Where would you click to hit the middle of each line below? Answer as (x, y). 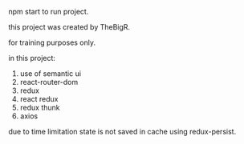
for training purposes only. (52, 42)
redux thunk (40, 108)
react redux (39, 99)
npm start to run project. (49, 12)
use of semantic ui (51, 74)
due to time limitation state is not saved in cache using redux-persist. (122, 132)
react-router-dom (49, 82)
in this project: (32, 58)
